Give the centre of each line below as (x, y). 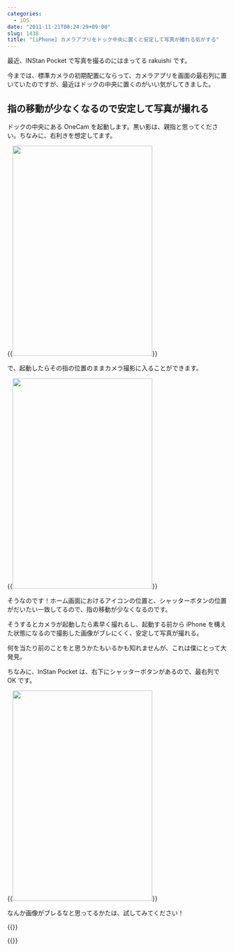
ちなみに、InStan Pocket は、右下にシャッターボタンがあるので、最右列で (114, 671)
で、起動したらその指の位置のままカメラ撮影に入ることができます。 (105, 368)
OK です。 (22, 680)
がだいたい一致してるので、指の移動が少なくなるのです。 (89, 609)
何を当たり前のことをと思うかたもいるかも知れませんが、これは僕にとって (114, 648)
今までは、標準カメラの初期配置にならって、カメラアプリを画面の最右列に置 (117, 76)
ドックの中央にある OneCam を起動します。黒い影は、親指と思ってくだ (110, 126)
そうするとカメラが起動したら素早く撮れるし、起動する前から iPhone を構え (117, 624)
